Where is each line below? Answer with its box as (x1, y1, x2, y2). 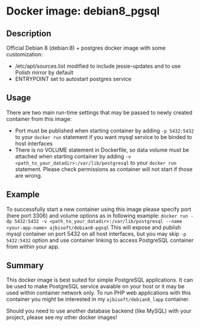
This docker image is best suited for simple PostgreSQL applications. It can (6, 276, 193, 283)
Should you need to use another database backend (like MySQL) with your (6, 307, 192, 315)
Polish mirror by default (15, 69, 74, 76)
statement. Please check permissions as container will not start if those (15, 165, 193, 173)
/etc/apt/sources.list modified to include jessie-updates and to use (15, 62, 181, 70)
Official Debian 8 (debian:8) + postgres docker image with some (6, 44, 166, 51)
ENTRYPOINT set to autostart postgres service (15, 76, 132, 82)
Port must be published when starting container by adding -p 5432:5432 (15, 127, 195, 134)
